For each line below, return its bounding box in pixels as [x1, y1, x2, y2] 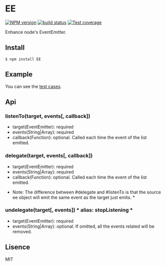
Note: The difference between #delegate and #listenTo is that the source [12, 189, 162, 195]
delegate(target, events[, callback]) [5, 152, 93, 159]
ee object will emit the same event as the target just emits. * [12, 194, 135, 200]
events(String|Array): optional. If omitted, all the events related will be [12, 223, 155, 229]
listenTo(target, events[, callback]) [5, 112, 90, 119]
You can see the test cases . [5, 83, 62, 89]
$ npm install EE [5, 57, 41, 62]
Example [5, 70, 33, 79]
